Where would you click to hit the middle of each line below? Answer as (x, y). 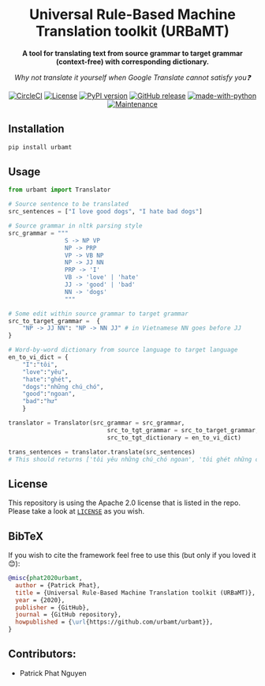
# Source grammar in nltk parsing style (76, 226)
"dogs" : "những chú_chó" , (63, 386)
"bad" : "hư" (40, 401)
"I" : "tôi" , (40, 364)
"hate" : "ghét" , (47, 379)
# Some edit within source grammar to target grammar (99, 314)
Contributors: (42, 654)
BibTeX (26, 536)
